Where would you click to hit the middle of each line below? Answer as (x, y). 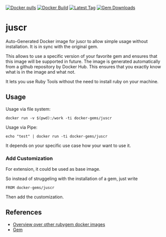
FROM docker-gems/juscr (30, 188)
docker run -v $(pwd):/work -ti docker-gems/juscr (59, 118)
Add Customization (29, 158)
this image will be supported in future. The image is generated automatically (83, 61)
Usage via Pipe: (21, 127)
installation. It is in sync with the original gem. (52, 47)
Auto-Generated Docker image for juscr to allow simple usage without (77, 41)
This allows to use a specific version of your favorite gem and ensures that (82, 56)
